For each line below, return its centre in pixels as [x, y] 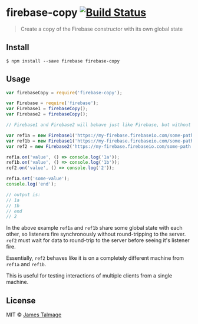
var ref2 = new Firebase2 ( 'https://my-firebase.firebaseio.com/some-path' [100, 146]
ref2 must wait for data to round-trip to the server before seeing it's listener [98, 240]
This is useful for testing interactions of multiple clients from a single [89, 276]
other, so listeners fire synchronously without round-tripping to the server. [96, 234]
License [21, 300]
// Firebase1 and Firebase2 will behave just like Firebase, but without [99, 125]
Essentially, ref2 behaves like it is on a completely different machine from [95, 258]
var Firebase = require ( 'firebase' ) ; [52, 103]
